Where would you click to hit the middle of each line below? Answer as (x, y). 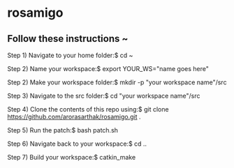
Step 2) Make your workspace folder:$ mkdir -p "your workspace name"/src (117, 82)
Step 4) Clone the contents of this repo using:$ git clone (88, 109)
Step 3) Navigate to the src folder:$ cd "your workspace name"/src (104, 96)
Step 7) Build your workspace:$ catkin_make (72, 157)
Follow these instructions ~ (68, 39)
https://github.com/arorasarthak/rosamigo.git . (74, 117)
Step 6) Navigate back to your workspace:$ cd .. (77, 144)
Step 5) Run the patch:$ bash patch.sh (63, 130)
